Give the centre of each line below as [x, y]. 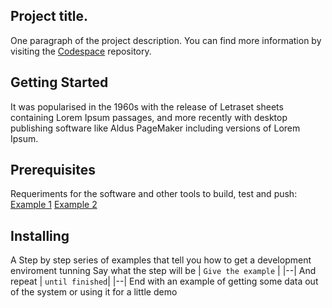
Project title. [49, 16]
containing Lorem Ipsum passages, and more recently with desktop [149, 117]
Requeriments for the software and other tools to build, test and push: [154, 194]
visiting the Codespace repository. [81, 51]
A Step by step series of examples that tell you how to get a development [161, 260]
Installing [40, 235]
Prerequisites [53, 170]
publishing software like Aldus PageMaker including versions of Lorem [155, 128]
